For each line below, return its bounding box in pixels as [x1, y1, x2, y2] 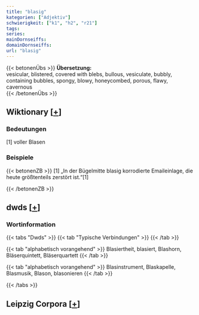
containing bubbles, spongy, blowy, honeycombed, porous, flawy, [6, 77, 169, 84]
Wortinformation [6, 220, 56, 229]
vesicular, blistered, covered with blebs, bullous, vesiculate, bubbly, [6, 70, 172, 78]
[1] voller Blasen [6, 138, 46, 146]
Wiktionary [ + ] [6, 107, 62, 117]
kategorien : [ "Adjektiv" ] [6, 14, 71, 20]
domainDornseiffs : [6, 43, 52, 49]
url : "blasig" [6, 48, 42, 54]
